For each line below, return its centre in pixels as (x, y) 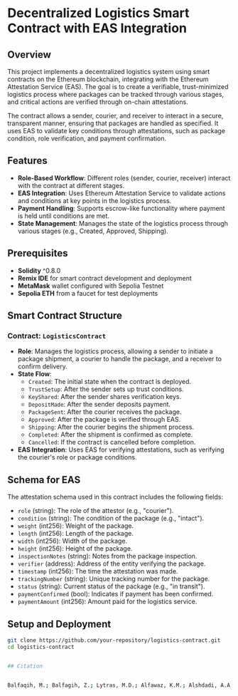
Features (27, 161)
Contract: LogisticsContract (57, 336)
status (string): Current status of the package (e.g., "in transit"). (111, 586)
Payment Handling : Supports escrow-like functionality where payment (121, 208)
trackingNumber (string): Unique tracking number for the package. (114, 579)
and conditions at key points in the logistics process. (94, 200)
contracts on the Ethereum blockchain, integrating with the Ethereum (108, 79)
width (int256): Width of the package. (72, 541)
